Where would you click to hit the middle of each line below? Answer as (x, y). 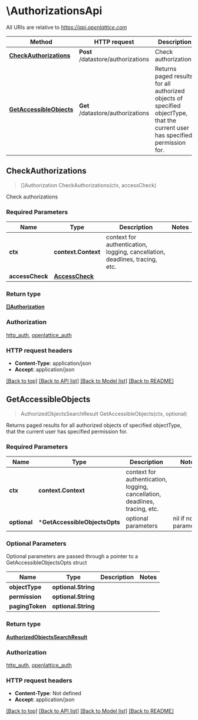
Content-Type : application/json (53, 363)
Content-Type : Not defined (48, 693)
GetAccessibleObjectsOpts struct (47, 563)
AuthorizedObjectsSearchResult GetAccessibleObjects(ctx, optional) (104, 413)
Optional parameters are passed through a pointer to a (72, 556)
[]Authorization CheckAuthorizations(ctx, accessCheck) (88, 185)
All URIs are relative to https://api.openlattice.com (67, 27)
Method (41, 41)
